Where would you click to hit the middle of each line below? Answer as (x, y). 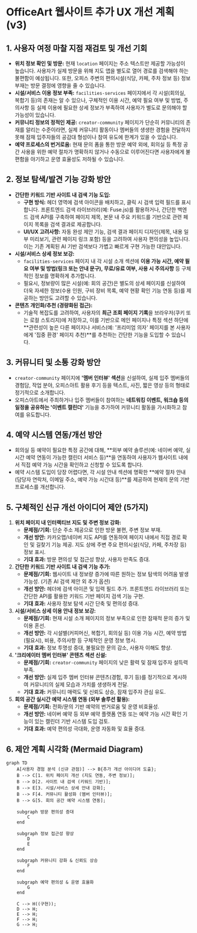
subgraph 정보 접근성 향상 (45, 834)
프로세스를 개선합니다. (40, 487)
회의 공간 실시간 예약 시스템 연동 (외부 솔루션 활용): (72, 699)
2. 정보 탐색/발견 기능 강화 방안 (59, 179)
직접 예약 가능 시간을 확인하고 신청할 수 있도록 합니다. (82, 465)
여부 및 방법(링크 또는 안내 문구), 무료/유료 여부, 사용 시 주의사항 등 (105, 268)
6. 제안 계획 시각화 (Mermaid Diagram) (75, 749)
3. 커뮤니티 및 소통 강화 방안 (54, 363)
